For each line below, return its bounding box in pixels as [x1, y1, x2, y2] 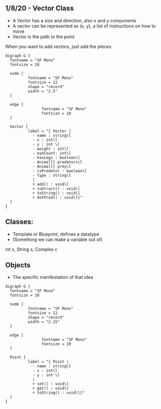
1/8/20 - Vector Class [5, 4, 74, 13]
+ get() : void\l [32, 386, 69, 391]
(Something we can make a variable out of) [12, 236, 103, 242]
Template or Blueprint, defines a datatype [12, 231, 100, 237]
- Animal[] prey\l [32, 164, 71, 169]
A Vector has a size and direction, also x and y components [12, 17, 137, 23]
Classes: [5, 218, 34, 226]
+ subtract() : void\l [32, 186, 80, 191]
